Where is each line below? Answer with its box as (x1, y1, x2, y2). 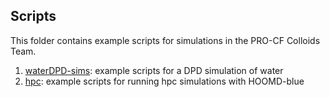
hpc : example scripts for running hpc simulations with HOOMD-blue (24, 75, 305, 87)
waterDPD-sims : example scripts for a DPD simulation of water (24, 64, 284, 76)
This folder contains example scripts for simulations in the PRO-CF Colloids (10, 34, 321, 46)
